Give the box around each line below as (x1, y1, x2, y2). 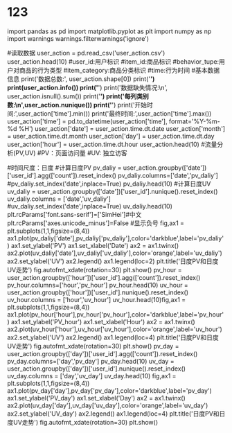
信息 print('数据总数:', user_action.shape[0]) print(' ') (7, 74, 155, 83)
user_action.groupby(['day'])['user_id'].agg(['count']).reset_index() (7, 349, 198, 357)
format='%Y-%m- (168, 117, 220, 125)
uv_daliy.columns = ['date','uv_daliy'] (7, 195, 111, 203)
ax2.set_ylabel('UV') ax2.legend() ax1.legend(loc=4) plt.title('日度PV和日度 (7, 333, 220, 342)
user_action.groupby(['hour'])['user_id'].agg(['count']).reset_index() (7, 273, 201, 281)
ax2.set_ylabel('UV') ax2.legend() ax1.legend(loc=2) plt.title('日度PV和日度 (7, 257, 219, 265)
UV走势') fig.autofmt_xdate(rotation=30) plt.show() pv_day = (7, 342, 179, 350)
